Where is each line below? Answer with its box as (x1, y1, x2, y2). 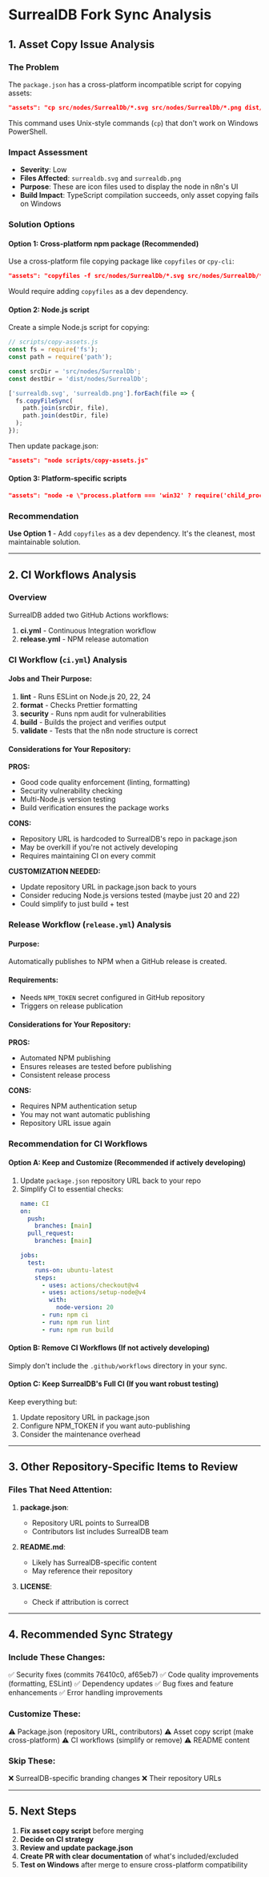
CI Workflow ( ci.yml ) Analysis (8, 654, 128, 665)
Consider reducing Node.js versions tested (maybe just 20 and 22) (19, 890, 240, 900)
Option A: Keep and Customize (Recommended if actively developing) (8, 1158, 247, 1168)
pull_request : (27, 1229, 74, 1238)
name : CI (19, 1200, 50, 1208)
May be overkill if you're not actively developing (19, 842, 179, 852)
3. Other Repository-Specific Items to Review (8, 1460, 239, 1474)
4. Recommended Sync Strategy (8, 1628, 174, 1642)
